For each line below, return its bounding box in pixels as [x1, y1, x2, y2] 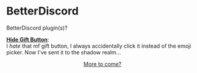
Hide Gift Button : [6, 36, 49, 43]
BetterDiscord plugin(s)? [6, 24, 68, 31]
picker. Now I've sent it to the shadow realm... [6, 48, 121, 56]
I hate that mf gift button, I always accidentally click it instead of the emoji [6, 42, 192, 49]
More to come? [83, 60, 122, 68]
